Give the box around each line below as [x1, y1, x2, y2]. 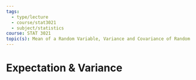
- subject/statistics [11, 25, 65, 31]
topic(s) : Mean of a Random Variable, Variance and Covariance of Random [6, 36, 191, 42]
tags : [6, 8, 19, 15]
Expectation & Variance [6, 61, 123, 75]
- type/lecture [11, 14, 49, 20]
